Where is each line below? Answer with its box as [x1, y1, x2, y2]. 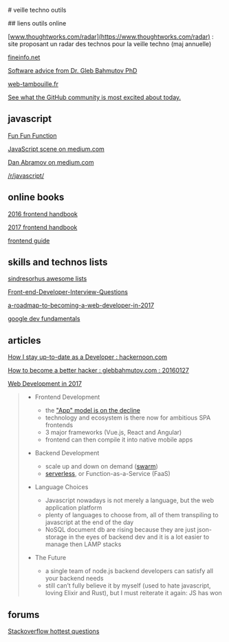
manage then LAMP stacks [45, 540, 122, 548]
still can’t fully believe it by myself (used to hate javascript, [45, 581, 212, 590]
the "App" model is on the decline [45, 406, 140, 415]
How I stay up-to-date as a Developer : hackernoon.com [8, 353, 168, 361]
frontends [45, 421, 74, 429]
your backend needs [45, 574, 104, 583]
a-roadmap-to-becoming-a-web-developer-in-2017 [8, 301, 154, 309]
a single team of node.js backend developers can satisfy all [45, 567, 214, 575]
